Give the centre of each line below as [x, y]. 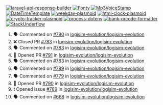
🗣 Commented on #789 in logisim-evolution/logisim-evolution [79, 68]
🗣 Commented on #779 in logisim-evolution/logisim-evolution [79, 76]
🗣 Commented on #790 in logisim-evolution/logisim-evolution [79, 34]
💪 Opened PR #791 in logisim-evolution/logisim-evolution [73, 55]
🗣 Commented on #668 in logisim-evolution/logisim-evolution [79, 97]
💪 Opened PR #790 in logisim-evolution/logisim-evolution [74, 83]
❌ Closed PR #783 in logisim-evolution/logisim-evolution [73, 42]
